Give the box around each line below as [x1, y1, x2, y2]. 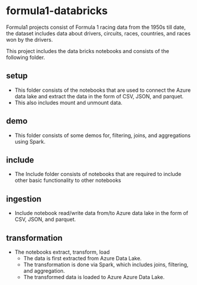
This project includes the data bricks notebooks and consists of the [6, 47, 169, 54]
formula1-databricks [6, 4, 108, 18]
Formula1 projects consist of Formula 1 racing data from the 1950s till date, [6, 24, 186, 31]
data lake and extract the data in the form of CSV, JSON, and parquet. [14, 92, 184, 100]
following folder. [6, 54, 45, 61]
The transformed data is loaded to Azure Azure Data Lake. [23, 274, 165, 280]
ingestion [6, 194, 42, 204]
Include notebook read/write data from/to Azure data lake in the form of [14, 210, 189, 217]
